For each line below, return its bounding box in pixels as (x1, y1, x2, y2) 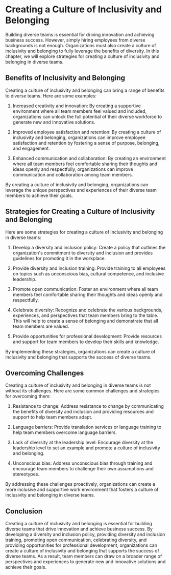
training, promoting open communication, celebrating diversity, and (5, 537, 147, 543)
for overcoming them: (5, 393, 51, 400)
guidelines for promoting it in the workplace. (12, 255, 106, 261)
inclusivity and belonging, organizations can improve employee (12, 134, 145, 141)
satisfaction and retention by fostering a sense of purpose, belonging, (12, 140, 160, 146)
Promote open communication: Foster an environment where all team (12, 286, 158, 292)
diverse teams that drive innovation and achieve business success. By (5, 526, 153, 532)
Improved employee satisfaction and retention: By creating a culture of (12, 129, 161, 135)
